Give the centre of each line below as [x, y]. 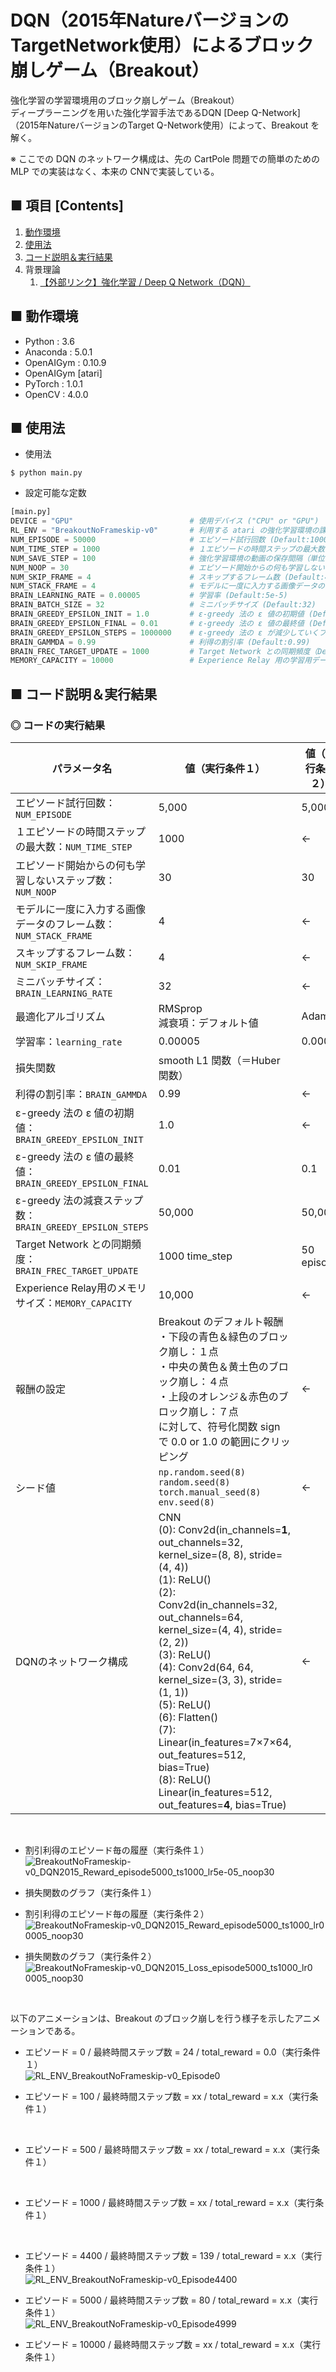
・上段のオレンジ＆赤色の [218, 1396]
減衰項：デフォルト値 [208, 1023]
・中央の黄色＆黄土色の [213, 1366]
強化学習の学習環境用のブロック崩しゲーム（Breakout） [125, 100]
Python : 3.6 [49, 341]
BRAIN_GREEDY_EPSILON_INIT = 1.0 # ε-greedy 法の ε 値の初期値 [157, 614]
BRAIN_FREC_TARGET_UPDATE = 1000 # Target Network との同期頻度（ [164, 651]
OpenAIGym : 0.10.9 [65, 362]
